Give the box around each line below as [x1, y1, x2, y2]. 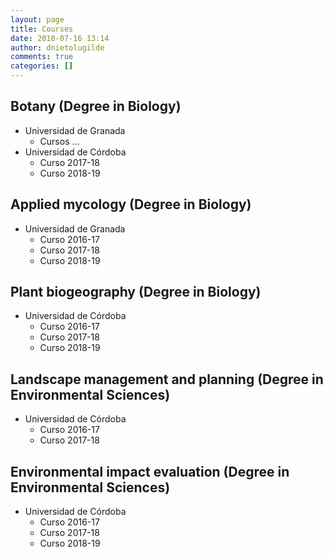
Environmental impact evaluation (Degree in [10, 463, 290, 480]
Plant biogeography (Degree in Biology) [10, 284, 262, 301]
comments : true [10, 52, 74, 62]
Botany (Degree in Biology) [10, 98, 182, 115]
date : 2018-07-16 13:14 [10, 33, 110, 43]
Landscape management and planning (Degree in [10, 371, 324, 388]
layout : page [10, 14, 65, 25]
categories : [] [10, 61, 74, 71]
